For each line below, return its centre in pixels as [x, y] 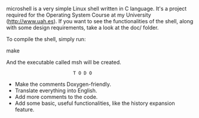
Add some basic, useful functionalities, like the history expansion [95, 103]
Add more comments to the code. [56, 97]
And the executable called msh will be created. [64, 62]
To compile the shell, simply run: [46, 39]
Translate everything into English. [56, 91]
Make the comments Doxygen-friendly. [63, 84]
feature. [25, 109]
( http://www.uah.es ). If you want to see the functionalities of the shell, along [100, 21]
